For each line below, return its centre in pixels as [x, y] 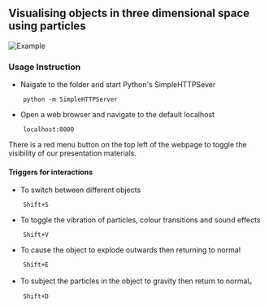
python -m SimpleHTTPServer [70, 100]
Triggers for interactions [51, 172]
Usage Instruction [45, 67]
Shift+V [36, 235]
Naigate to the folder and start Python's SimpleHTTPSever [118, 85]
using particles [48, 26]
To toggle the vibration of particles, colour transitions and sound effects [140, 220]
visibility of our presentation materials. [72, 153]
